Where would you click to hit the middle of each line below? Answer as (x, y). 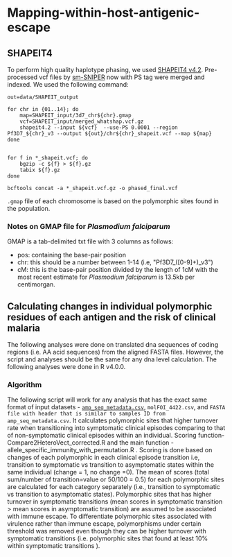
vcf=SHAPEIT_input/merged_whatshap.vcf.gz (82, 121)
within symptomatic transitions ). (54, 546)
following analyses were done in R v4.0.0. (66, 367)
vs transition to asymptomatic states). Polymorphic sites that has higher (109, 495)
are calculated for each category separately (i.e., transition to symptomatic (114, 487)
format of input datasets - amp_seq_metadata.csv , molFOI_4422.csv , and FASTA (116, 407)
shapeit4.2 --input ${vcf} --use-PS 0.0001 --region (99, 128)
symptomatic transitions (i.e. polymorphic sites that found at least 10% (108, 538)
